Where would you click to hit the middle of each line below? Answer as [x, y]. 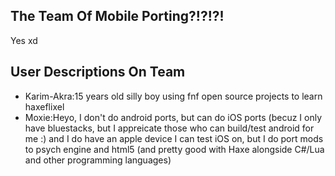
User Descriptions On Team [98, 72]
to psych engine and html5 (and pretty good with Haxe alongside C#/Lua [174, 149]
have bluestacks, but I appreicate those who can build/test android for [169, 128]
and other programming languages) [98, 160]
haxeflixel [44, 106]
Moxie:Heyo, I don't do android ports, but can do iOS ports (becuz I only [173, 117]
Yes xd [24, 40]
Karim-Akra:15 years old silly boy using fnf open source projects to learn [173, 96]
